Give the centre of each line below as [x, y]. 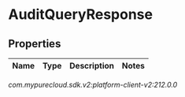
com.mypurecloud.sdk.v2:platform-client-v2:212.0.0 [93, 85]
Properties [35, 44]
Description [92, 66]
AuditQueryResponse [81, 15]
